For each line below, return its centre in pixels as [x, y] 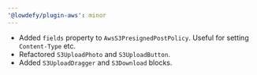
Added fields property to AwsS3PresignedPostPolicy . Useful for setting [134, 37]
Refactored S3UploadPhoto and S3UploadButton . [95, 54]
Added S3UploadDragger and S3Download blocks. [95, 62]
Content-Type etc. [47, 46]
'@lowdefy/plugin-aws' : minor [57, 15]
